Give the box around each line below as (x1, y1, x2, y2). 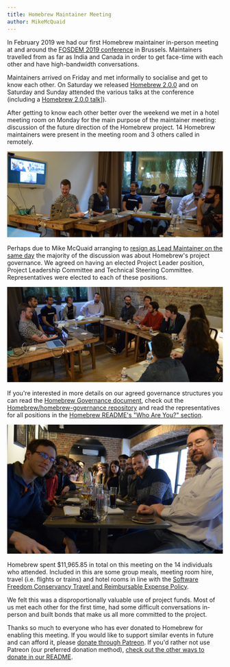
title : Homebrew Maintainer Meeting (7, 11, 112, 18)
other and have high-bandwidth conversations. (7, 60, 140, 68)
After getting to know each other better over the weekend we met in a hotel (7, 108, 219, 117)
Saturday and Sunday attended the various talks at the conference (7, 88, 194, 96)
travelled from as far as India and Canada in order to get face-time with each (7, 52, 223, 61)
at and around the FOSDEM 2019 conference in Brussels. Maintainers (7, 45, 203, 54)
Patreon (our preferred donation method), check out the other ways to (7, 645, 205, 653)
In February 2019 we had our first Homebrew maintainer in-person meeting (7, 38, 219, 46)
